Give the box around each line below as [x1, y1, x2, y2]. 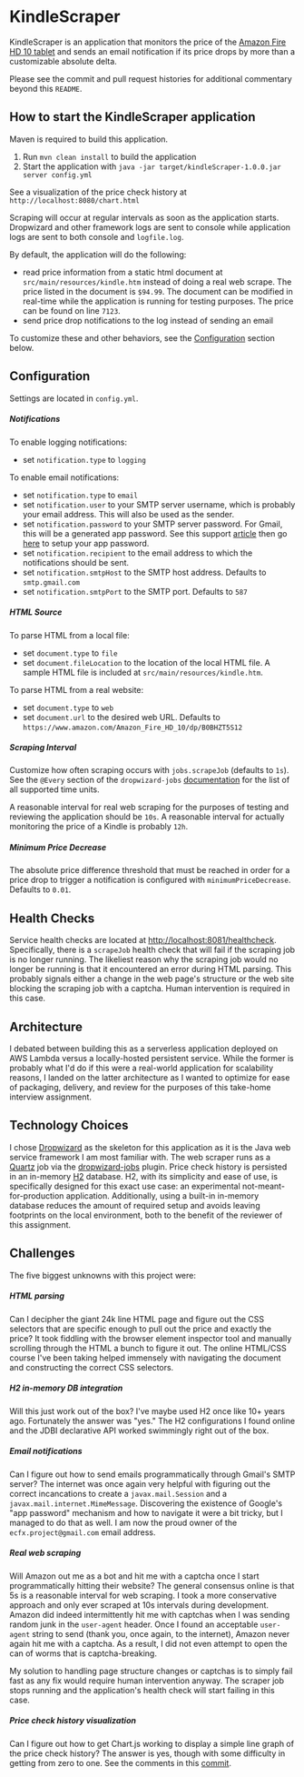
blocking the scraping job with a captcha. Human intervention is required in [9, 983, 290, 994]
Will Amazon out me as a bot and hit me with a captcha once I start [9, 1571, 260, 1581]
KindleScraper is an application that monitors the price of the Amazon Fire [9, 36, 287, 47]
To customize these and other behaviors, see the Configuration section [9, 332, 275, 343]
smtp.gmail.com [22, 577, 81, 587]
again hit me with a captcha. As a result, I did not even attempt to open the [9, 1638, 288, 1649]
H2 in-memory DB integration [9, 1382, 123, 1393]
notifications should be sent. [22, 557, 130, 567]
